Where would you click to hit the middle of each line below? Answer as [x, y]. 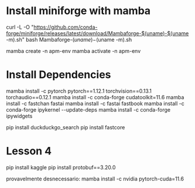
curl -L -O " [20, 27]
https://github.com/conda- [66, 27]
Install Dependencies [59, 75]
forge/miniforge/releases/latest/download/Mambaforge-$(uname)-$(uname [97, 33]
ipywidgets [19, 116]
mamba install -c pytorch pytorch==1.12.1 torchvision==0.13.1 [79, 91]
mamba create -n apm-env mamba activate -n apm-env [73, 51]
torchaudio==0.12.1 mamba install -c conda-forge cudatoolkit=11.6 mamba [95, 97]
